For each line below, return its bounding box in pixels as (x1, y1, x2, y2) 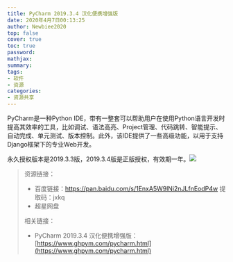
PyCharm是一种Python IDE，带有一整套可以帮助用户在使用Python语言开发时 (7, 114, 225, 122)
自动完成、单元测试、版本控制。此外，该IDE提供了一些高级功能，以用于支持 (7, 131, 224, 140)
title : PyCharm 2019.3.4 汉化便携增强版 (7, 10, 119, 17)
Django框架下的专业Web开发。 (7, 140, 96, 148)
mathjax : (7, 56, 33, 63)
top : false (7, 29, 39, 37)
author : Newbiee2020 (7, 23, 67, 30)
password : (7, 49, 36, 56)
